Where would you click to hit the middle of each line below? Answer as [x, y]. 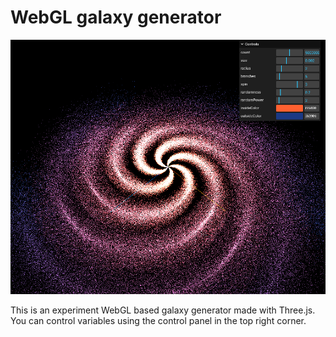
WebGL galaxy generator [116, 17]
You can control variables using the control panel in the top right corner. [158, 321]
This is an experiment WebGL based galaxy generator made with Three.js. [163, 310]
